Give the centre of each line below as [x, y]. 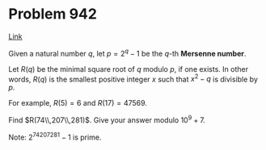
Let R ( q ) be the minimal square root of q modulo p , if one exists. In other [129, 69]
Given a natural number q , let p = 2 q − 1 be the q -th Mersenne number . [127, 52]
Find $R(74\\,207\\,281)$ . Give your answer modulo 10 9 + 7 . [107, 119]
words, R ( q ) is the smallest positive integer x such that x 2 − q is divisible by [133, 78]
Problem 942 [53, 14]
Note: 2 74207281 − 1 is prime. [55, 136]
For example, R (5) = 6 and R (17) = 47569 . [78, 103]
